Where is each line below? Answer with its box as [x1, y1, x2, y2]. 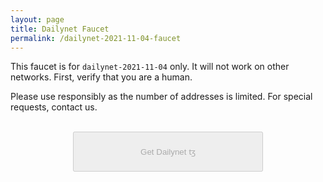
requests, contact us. [10, 101, 98, 113]
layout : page [10, 14, 65, 25]
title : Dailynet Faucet [10, 24, 110, 34]
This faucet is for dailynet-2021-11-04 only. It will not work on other [10, 61, 290, 73]
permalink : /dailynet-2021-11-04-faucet [10, 33, 182, 43]
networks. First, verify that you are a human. [10, 71, 193, 83]
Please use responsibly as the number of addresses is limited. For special [10, 91, 313, 103]
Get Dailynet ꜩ [140, 147, 196, 158]
